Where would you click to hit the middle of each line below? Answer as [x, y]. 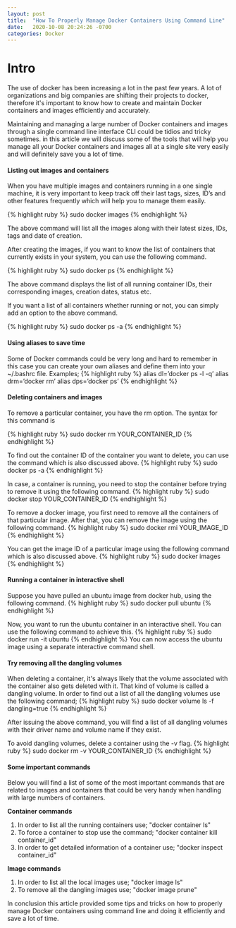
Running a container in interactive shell [66, 580]
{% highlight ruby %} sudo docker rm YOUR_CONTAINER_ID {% [100, 434]
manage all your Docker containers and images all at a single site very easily [118, 147]
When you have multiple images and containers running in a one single [110, 186]
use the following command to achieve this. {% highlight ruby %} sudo [110, 632]
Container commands [40, 812]
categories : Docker [36, 34]
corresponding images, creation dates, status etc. [79, 292]
